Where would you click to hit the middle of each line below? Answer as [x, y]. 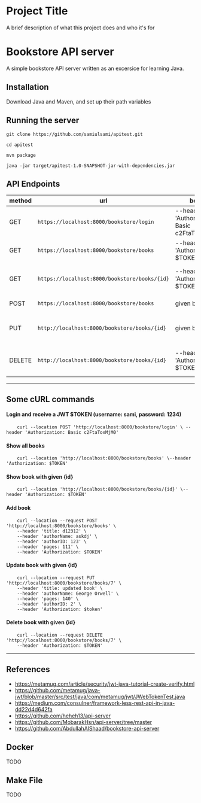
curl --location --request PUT [56, 578]
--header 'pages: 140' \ [48, 599]
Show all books [25, 445]
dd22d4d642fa [33, 709]
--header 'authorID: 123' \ [52, 542]
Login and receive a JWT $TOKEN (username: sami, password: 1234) [94, 415]
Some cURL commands [50, 399]
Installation [28, 87]
